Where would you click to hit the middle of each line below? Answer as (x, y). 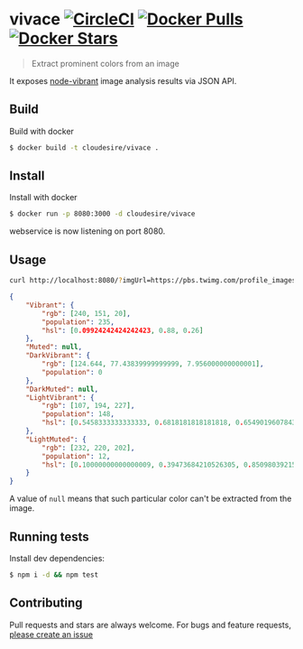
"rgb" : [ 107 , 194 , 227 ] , (88, 406)
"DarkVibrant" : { (58, 356)
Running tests (50, 537)
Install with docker (44, 198)
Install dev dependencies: (57, 558)
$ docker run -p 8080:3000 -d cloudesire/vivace (102, 214)
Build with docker (42, 131)
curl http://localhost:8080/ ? (66, 281)
